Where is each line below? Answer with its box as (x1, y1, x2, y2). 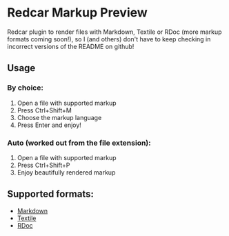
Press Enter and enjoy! (17, 121, 81, 129)
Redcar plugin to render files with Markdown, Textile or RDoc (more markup (7, 28, 222, 36)
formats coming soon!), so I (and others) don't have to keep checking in (7, 35, 211, 43)
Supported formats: (7, 188, 94, 200)
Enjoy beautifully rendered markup (17, 168, 116, 177)
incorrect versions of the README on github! (7, 42, 135, 50)
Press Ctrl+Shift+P (17, 161, 70, 169)
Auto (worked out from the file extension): (7, 138, 151, 148)
